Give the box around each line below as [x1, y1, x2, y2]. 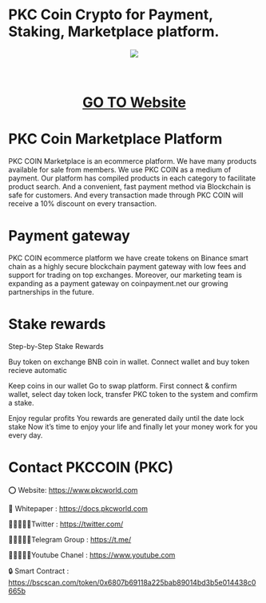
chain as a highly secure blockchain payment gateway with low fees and [8, 262, 246, 271]
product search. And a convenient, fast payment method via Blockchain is [8, 182, 252, 192]
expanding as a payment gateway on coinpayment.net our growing [8, 279, 228, 288]
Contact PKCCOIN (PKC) [8, 458, 174, 477]
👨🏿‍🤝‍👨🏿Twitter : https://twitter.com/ [8, 519, 124, 529]
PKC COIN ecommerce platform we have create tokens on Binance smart [8, 253, 249, 263]
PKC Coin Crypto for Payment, [8, 6, 213, 24]
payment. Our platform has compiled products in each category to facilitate [8, 173, 256, 183]
